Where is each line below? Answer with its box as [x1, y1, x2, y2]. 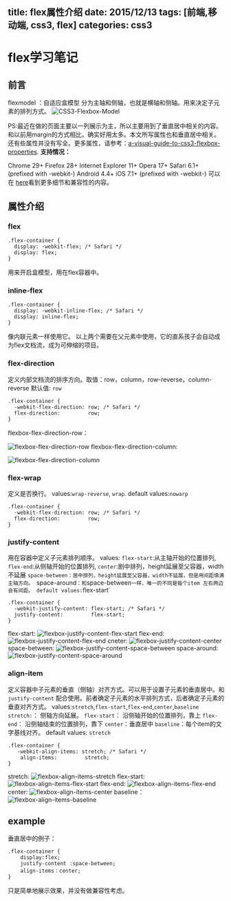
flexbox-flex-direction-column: [91, 442, 178, 450]
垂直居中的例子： [8, 834, 56, 842]
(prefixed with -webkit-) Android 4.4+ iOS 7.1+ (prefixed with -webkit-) [8, 169, 207, 178]
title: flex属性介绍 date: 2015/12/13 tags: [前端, [8, 6, 208, 19]
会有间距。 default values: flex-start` [8, 586, 111, 594]
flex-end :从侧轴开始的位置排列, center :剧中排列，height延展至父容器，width [8, 562, 224, 570]
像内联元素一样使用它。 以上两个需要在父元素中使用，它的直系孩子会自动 [8, 333, 214, 341]
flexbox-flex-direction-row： [8, 428, 89, 437]
